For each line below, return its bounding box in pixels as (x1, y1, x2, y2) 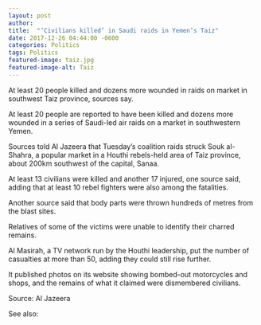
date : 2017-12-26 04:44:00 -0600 (8, 33, 119, 42)
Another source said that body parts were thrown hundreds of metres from (8, 198, 254, 207)
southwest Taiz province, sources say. (8, 93, 134, 104)
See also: (8, 308, 39, 319)
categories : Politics (8, 41, 80, 49)
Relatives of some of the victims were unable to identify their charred (8, 221, 235, 231)
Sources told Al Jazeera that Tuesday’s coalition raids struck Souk (8, 141, 225, 151)
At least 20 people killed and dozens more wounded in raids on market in (8, 85, 248, 95)
